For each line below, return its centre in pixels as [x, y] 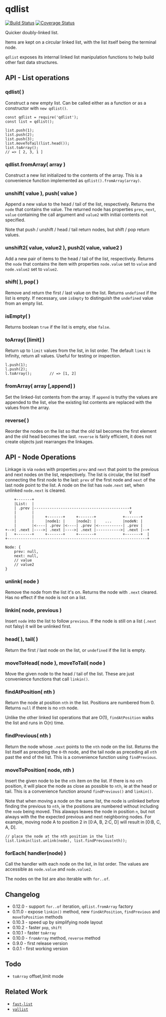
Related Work [27, 992]
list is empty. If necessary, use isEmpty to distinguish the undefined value [79, 298]
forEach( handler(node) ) [36, 853]
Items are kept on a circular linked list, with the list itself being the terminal [81, 42]
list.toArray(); [22, 147]
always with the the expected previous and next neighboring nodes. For [78, 816]
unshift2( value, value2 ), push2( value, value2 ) [64, 248]
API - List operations [37, 78]
